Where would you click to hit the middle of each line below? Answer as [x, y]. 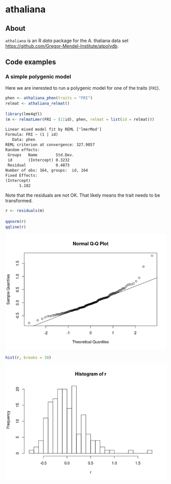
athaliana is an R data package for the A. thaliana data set [67, 40]
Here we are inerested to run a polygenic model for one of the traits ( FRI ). [83, 88]
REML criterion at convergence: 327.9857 [50, 145]
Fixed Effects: [22, 176]
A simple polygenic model [38, 77]
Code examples [31, 62]
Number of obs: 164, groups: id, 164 [47, 171]
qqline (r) [16, 227]
